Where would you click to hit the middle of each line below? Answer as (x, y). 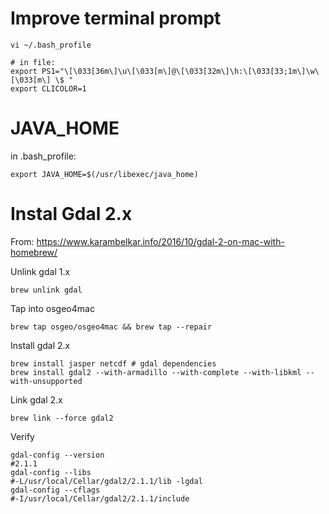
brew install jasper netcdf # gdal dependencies (113, 363)
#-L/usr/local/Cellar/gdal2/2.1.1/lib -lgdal (106, 481)
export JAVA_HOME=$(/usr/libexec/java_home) (104, 174)
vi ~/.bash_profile (51, 45)
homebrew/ (34, 252)
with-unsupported (46, 381)
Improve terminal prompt (116, 18)
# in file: (33, 62)
